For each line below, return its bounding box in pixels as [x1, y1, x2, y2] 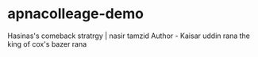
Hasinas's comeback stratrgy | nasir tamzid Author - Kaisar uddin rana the [7, 31, 251, 40]
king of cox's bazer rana [7, 39, 87, 48]
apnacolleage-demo [7, 5, 144, 23]
